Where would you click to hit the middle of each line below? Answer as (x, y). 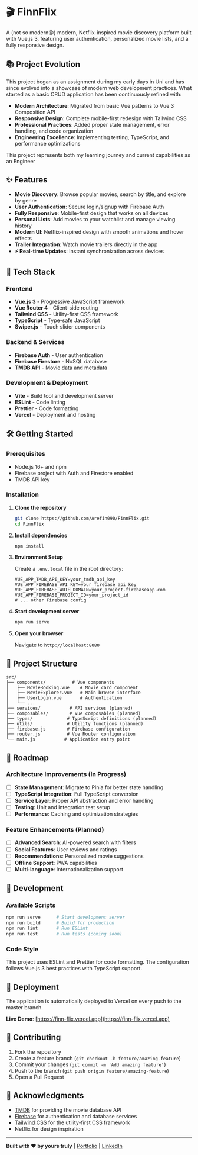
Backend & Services (35, 342)
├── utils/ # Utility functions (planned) (75, 724)
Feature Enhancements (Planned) (55, 830)
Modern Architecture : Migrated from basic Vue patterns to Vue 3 (94, 105)
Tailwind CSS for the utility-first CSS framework (72, 1122)
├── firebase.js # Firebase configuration (68, 729)
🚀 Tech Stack (31, 271)
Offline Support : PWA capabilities (56, 863)
